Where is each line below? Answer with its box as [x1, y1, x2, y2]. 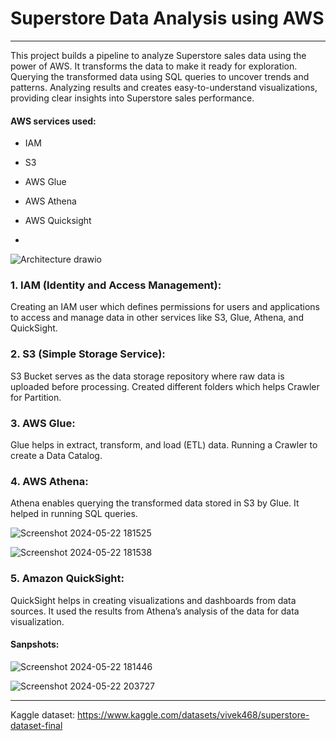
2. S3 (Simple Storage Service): [10, 347, 166, 361]
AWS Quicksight [24, 215, 92, 227]
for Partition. [10, 391, 62, 403]
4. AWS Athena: [10, 474, 89, 488]
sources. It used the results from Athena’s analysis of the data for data [10, 605, 300, 617]
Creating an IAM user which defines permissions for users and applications [10, 301, 321, 313]
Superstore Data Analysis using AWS [10, 7, 325, 30]
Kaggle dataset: [10, 708, 76, 721]
